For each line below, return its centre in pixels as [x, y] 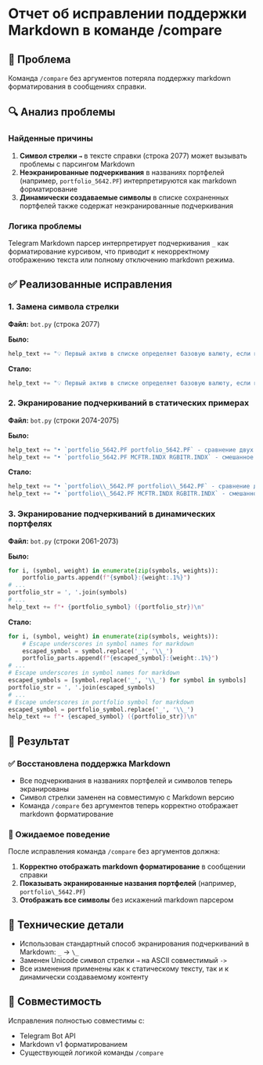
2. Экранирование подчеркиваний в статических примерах [129, 403]
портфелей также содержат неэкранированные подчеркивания [126, 206]
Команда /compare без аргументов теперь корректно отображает [129, 805]
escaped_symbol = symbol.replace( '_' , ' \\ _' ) [98, 651]
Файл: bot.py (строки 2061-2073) [63, 541]
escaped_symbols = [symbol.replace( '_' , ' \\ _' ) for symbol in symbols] [127, 680]
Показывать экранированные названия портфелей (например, [128, 884]
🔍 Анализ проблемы [62, 112]
